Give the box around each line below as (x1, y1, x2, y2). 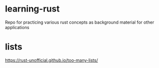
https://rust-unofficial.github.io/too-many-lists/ (5, 57, 98, 63)
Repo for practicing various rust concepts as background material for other (5, 19, 155, 25)
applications (5, 24, 29, 30)
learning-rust (5, 3, 60, 14)
